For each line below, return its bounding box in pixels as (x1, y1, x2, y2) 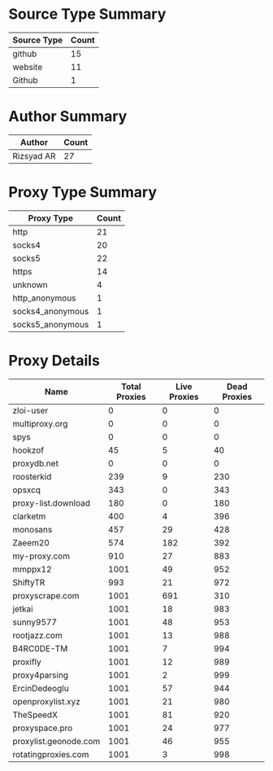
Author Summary (8, 107, 128, 126)
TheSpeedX (12, 709, 58, 721)
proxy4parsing (12, 669, 69, 681)
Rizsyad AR (12, 150, 56, 161)
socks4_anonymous (12, 305, 89, 317)
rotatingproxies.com (12, 748, 89, 760)
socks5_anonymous (12, 318, 89, 330)
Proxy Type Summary (8, 183, 157, 202)
